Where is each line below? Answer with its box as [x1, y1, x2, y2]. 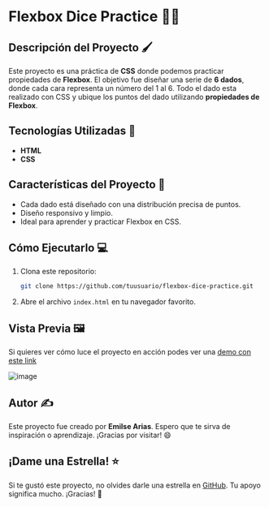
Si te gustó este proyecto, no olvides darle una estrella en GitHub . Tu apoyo [8, 480, 262, 490]
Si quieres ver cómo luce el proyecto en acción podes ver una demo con [8, 347, 252, 357]
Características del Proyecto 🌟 [8, 178, 166, 191]
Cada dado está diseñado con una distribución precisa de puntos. [20, 199, 241, 209]
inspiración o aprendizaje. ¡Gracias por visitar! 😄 [8, 430, 172, 440]
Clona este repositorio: [20, 267, 97, 277]
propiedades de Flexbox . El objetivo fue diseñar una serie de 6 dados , [8, 75, 245, 84]
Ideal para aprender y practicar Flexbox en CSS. [20, 217, 181, 226]
